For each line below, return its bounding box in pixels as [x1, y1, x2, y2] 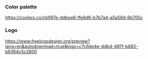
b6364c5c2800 [5, 48, 37, 55]
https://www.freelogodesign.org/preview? [5, 38, 90, 44]
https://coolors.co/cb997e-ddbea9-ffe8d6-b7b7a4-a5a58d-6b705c [5, 15, 143, 21]
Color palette [5, 3, 37, 10]
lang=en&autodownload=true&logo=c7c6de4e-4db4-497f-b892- [5, 43, 138, 49]
